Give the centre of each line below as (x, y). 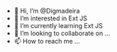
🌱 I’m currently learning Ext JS (58, 26)
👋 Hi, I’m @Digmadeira (47, 11)
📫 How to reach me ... (47, 41)
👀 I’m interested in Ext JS (50, 18)
